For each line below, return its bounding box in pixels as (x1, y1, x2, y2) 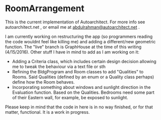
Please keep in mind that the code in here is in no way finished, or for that (5, 104, 153, 110)
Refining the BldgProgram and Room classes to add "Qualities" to (12, 69, 144, 74)
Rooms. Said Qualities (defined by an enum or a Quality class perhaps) (12, 74, 155, 80)
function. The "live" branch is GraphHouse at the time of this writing (5, 44, 141, 50)
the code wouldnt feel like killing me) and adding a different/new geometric (5, 38, 156, 44)
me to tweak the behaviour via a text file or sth (12, 64, 106, 69)
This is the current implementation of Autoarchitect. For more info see (5, 19, 145, 25)
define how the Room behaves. (12, 79, 75, 85)
